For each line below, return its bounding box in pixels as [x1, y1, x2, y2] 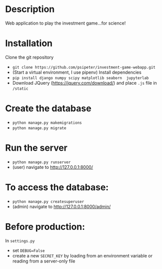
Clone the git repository [5, 54, 54, 60]
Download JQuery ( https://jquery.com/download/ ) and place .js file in [12, 80, 157, 86]
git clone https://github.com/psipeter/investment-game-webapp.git [12, 65, 156, 70]
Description [5, 4, 55, 15]
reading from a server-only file [12, 258, 76, 264]
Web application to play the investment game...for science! [5, 20, 126, 26]
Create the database [5, 103, 92, 114]
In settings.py [5, 237, 35, 243]
